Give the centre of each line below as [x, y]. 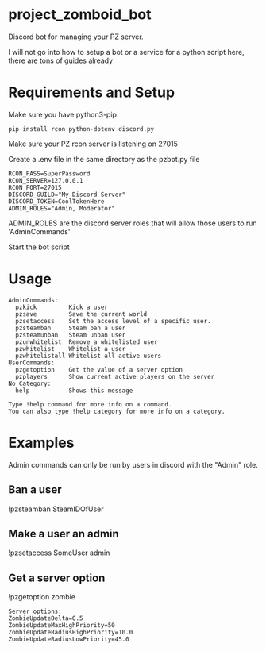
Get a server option [57, 578]
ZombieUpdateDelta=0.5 [46, 618]
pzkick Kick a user [62, 307]
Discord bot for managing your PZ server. [76, 37]
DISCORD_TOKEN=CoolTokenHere [56, 201]
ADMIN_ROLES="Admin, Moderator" [62, 208]
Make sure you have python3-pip [63, 114]
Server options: [35, 612]
